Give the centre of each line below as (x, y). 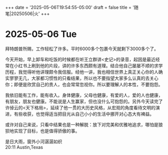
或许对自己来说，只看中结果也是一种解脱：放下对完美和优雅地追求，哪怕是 (82, 124)
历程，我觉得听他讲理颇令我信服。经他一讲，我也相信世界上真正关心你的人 (82, 72)
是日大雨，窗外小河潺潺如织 (34, 141)
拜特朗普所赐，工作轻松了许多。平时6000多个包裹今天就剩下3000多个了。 (82, 49)
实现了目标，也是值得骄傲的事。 (47, 131)
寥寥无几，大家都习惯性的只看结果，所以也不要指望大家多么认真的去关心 (84, 78)
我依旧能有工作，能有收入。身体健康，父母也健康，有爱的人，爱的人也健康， (84, 95)
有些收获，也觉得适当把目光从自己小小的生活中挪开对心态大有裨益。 (84, 114)
